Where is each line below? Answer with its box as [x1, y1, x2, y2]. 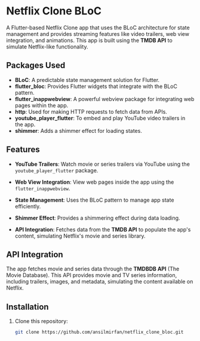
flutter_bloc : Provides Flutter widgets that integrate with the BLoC [14, 83, 178, 90]
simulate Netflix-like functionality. [6, 43, 88, 50]
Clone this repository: [14, 318, 68, 325]
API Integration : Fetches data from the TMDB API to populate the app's [14, 226, 191, 233]
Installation [6, 302, 49, 312]
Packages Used [6, 60, 66, 71]
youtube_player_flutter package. [14, 166, 99, 174]
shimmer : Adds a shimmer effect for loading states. [14, 127, 142, 134]
